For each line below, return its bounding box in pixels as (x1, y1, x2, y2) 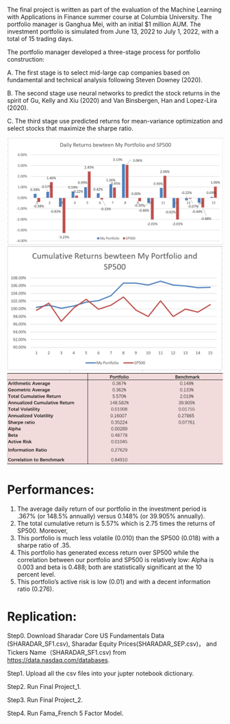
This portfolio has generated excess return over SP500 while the (16, 548, 200, 557)
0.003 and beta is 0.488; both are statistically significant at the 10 (16, 563, 202, 571)
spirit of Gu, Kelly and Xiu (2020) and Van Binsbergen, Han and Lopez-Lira (7, 97, 218, 105)
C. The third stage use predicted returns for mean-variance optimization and (7, 117, 223, 125)
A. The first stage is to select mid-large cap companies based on (7, 69, 190, 77)
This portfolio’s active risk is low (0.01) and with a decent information (16, 577, 211, 586)
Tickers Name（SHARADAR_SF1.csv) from (7, 648, 127, 656)
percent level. (16, 570, 56, 578)
